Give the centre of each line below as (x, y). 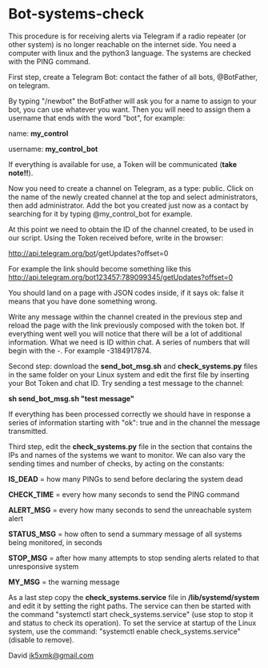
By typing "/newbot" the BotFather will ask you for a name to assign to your (132, 101)
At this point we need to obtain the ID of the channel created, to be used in (131, 229)
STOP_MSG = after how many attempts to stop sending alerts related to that (134, 558)
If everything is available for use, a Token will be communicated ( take (123, 164)
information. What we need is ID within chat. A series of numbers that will (129, 342)
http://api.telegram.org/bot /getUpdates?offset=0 (88, 253)
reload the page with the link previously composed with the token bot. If (127, 325)
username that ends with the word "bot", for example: (97, 117)
